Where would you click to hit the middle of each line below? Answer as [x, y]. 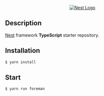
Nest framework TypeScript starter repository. [52, 35]
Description [23, 23]
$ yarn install [21, 62]
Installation [23, 51]
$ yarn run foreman [25, 89]
